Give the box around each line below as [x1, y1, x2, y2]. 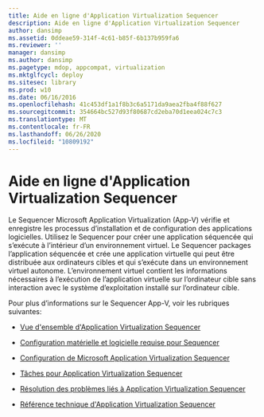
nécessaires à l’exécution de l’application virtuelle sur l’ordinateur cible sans [8, 274, 257, 284]
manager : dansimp [8, 49, 66, 57]
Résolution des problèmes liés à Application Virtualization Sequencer [19, 384, 247, 394]
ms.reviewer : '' [8, 41, 62, 49]
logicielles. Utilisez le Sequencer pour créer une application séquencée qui [8, 232, 254, 242]
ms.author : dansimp [8, 57, 73, 65]
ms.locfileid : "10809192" [8, 137, 94, 146]
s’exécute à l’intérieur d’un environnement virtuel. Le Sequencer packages [8, 241, 252, 250]
